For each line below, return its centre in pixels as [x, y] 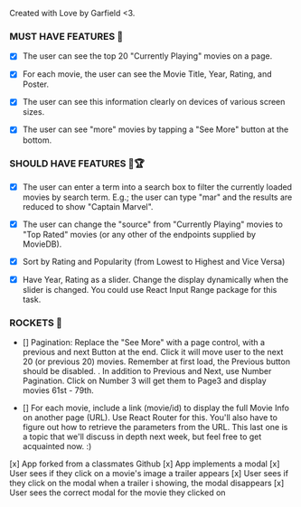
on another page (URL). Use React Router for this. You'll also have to [150, 418]
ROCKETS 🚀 [36, 323]
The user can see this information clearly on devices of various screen [154, 102]
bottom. [37, 140]
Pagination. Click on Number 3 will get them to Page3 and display [144, 381]
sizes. [33, 112]
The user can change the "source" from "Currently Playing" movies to [152, 224]
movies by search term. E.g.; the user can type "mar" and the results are [157, 197]
